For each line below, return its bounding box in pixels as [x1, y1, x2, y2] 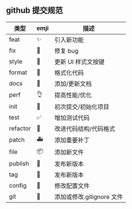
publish [9, 159, 29, 167]
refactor [9, 124, 31, 132]
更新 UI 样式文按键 [54, 57, 105, 66]
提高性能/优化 [54, 91, 92, 100]
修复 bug [54, 46, 79, 54]
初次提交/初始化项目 [54, 102, 110, 111]
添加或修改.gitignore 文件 [54, 193, 123, 201]
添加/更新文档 [54, 80, 92, 88]
